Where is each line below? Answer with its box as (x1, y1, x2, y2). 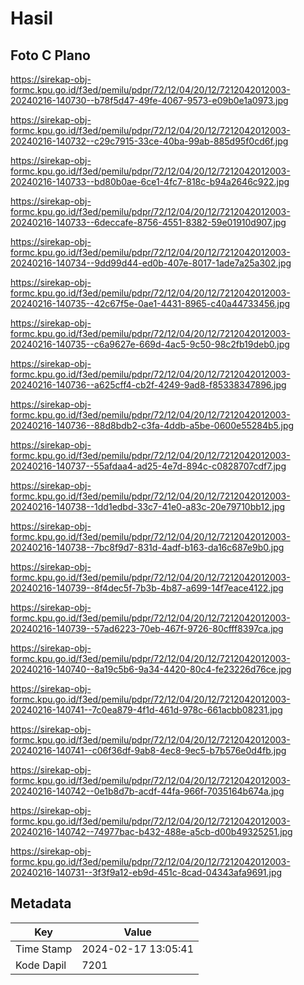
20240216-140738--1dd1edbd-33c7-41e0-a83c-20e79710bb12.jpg (10, 501, 286, 512)
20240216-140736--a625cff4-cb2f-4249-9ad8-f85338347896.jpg (10, 379, 287, 391)
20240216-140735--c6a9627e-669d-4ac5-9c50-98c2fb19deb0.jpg (10, 338, 290, 350)
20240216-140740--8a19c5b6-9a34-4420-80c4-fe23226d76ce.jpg (10, 663, 292, 675)
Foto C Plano (10, 47, 91, 64)
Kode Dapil (15, 958, 67, 972)
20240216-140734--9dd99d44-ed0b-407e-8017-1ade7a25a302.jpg (10, 257, 292, 269)
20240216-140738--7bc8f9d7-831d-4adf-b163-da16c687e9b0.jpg (10, 542, 285, 553)
